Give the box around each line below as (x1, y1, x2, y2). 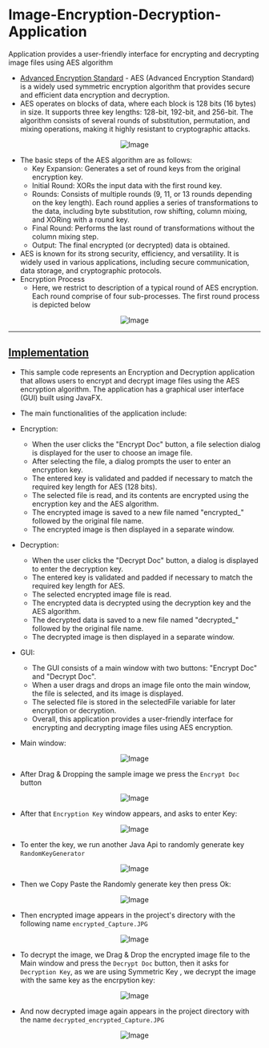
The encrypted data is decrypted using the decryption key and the (31, 598, 251, 608)
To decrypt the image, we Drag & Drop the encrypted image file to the (19, 950, 251, 959)
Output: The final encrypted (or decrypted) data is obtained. (31, 240, 231, 250)
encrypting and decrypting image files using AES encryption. (31, 722, 234, 732)
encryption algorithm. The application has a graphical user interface (19, 384, 244, 394)
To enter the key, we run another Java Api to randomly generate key (19, 839, 245, 849)
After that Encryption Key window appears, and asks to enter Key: (19, 809, 238, 818)
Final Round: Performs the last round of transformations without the (31, 223, 255, 233)
